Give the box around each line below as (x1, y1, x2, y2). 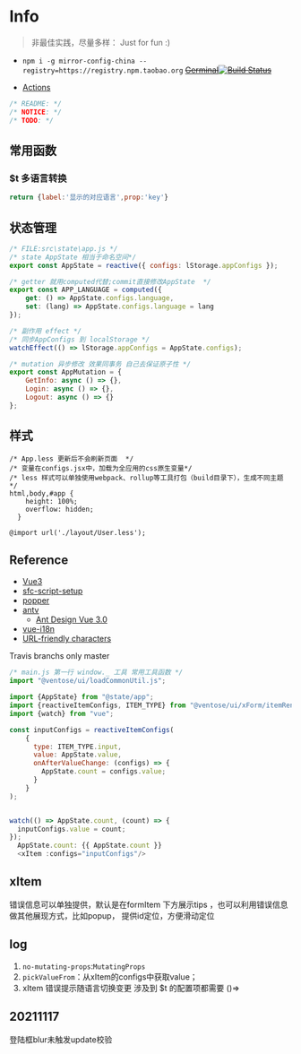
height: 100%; (25, 497, 78, 505)
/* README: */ (9, 99, 63, 108)
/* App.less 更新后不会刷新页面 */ (9, 454, 134, 463)
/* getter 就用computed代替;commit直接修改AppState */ (9, 277, 211, 286)
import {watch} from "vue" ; (9, 709, 115, 718)
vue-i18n (21, 624, 56, 635)
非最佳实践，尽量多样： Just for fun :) (30, 37, 171, 48)
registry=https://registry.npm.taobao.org (21, 65, 184, 75)
